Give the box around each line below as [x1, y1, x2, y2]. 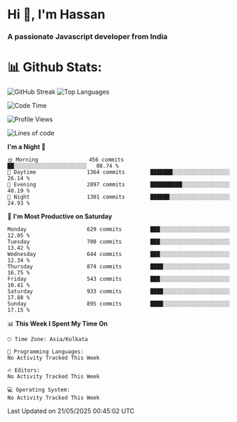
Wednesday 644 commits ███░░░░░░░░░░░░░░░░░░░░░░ [7, 251, 231, 258]
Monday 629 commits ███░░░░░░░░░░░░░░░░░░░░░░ [7, 226, 231, 233]
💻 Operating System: [7, 387, 71, 394]
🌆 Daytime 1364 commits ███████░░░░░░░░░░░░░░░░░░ [7, 169, 231, 176]
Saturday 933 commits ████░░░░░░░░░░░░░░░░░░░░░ [7, 288, 231, 295]
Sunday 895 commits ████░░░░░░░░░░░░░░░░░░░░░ [7, 301, 231, 308]
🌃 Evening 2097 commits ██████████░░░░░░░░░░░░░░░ [7, 181, 231, 189]
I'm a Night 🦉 [7, 143, 46, 151]
